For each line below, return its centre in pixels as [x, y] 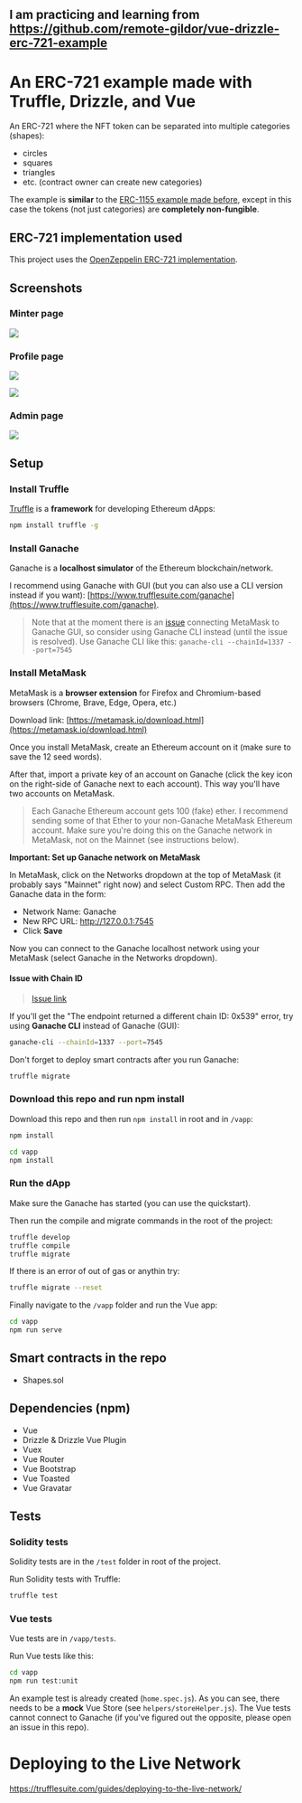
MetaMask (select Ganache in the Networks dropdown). [114, 958]
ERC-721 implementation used [96, 237]
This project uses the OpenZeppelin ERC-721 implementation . [124, 260]
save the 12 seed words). [55, 756]
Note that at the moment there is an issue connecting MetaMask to [155, 622]
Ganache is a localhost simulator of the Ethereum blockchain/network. [142, 568]
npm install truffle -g [54, 525]
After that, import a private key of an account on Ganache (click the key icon [151, 774]
